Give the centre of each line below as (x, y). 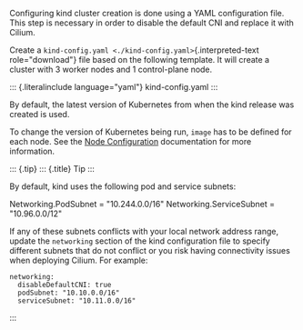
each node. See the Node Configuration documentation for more (131, 141)
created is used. (40, 114)
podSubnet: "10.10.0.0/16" (69, 293)
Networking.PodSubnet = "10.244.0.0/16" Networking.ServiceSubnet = (142, 204)
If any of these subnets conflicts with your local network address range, (144, 231)
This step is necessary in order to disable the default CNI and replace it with (151, 23)
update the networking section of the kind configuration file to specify (140, 241)
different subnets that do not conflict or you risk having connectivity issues (150, 250)
